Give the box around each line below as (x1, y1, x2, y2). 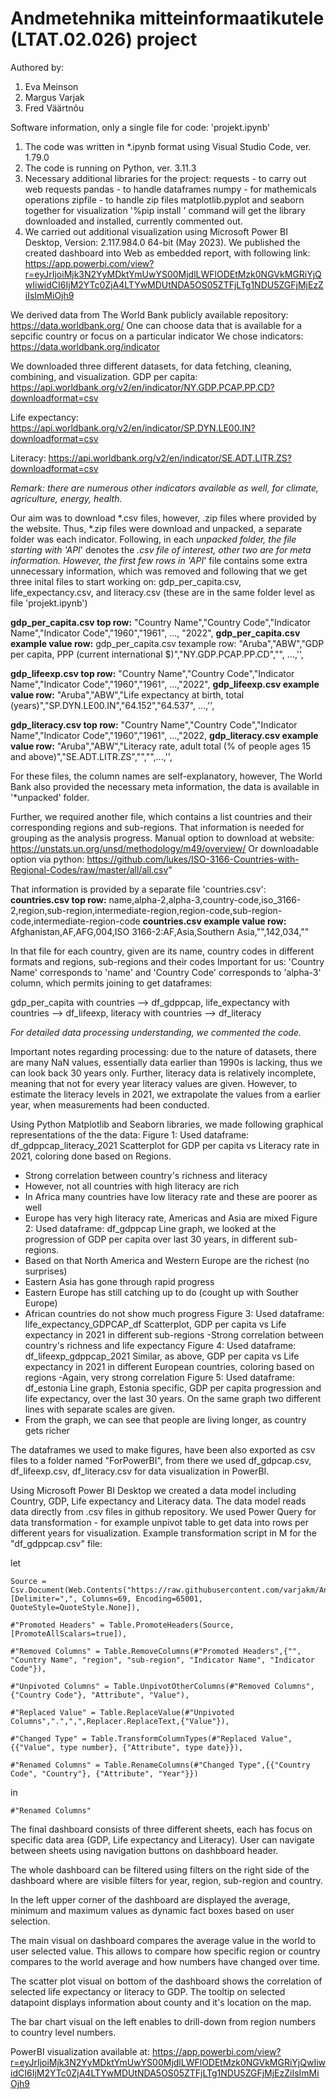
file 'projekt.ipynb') (10, 597, 88, 609)
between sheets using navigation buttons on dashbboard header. (10, 1844, 279, 1856)
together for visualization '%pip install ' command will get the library (24, 204, 306, 216)
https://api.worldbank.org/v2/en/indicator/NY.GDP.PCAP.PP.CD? (10, 381, 275, 393)
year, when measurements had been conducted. (10, 1098, 210, 1111)
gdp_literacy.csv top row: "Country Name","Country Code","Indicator (10, 718, 298, 731)
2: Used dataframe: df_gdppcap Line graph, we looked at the (24, 1222, 277, 1234)
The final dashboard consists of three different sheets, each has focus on (10, 1823, 313, 1835)
